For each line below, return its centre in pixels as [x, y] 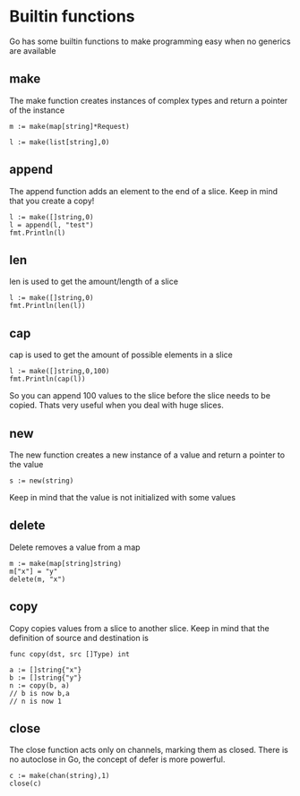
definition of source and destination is [79, 638]
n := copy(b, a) [39, 685]
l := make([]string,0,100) [60, 372]
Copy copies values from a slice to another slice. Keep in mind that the [140, 628]
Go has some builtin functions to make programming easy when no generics [150, 41]
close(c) [26, 784]
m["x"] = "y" [34, 571]
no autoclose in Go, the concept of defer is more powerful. [117, 759]
